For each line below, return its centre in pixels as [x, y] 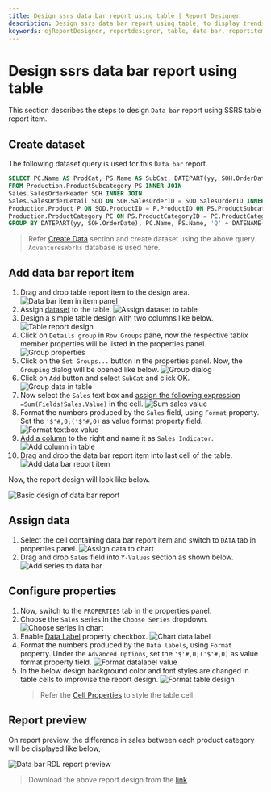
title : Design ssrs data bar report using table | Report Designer [124, 16]
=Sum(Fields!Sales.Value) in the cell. [81, 404]
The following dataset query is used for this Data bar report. [108, 164]
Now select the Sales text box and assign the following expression [130, 396]
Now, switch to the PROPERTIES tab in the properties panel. [116, 610]
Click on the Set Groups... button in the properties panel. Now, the [131, 361]
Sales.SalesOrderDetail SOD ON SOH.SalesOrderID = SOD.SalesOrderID [126, 201]
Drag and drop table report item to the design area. [104, 292]
